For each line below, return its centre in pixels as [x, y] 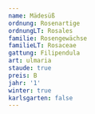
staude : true [30, 68]
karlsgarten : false [41, 98]
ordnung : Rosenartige [44, 23]
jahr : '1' [25, 83]
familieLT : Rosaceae [43, 46]
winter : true [30, 90]
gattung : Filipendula [44, 53]
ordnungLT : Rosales [41, 31]
